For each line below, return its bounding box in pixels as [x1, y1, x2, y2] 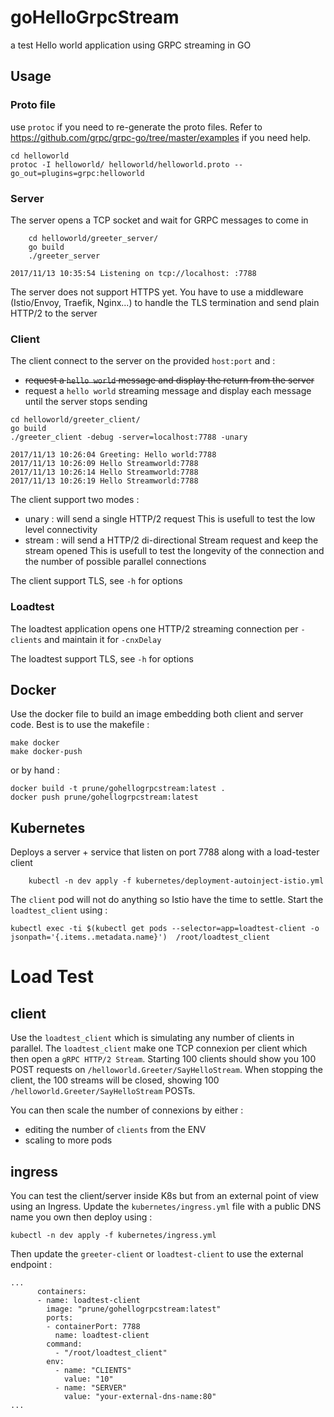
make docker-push [10, 747, 83, 757]
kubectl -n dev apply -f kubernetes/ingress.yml [10, 1230, 217, 1240]
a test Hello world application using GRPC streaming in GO [10, 39, 252, 51]
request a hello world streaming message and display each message [24, 385, 312, 397]
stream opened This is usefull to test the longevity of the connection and [24, 545, 325, 557]
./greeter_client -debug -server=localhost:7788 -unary [10, 432, 248, 443]
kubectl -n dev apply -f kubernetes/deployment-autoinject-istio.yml [28, 876, 325, 886]
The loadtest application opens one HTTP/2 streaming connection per [10, 622, 299, 635]
